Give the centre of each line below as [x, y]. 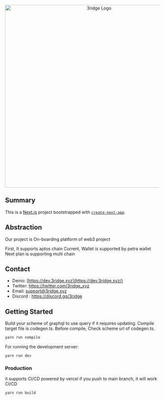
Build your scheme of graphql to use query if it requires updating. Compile [80, 324]
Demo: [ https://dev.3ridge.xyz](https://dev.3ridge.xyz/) [68, 281]
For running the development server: [42, 347]
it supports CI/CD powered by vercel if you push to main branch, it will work [81, 379]
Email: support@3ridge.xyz [39, 291]
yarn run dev [18, 356]
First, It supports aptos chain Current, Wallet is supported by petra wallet [78, 248]
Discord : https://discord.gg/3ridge [47, 296]
